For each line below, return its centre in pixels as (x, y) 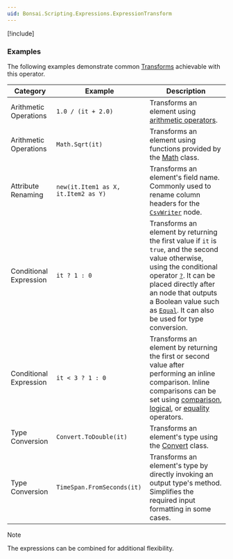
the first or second (180, 356)
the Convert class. (179, 445)
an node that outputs (183, 292)
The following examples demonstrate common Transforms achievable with (114, 66)
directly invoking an (181, 474)
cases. (160, 517)
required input (172, 500)
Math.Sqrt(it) (79, 144)
